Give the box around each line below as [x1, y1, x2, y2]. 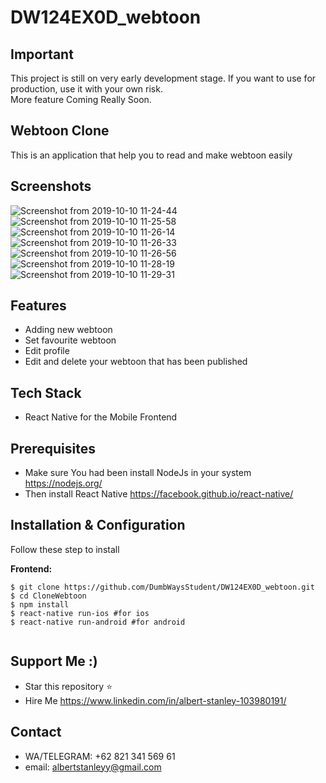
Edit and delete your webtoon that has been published [24, 356, 248, 368]
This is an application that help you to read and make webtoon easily [10, 149, 293, 161]
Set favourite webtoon [24, 334, 117, 346]
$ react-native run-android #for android [10, 617, 186, 627]
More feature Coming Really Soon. [10, 94, 152, 105]
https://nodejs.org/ [24, 477, 103, 490]
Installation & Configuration [10, 517, 186, 534]
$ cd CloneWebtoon [10, 591, 87, 601]
